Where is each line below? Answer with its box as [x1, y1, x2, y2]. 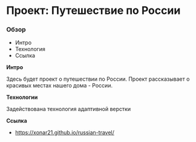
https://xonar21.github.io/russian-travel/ [15, 129, 115, 137]
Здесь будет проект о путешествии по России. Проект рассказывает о [6, 75, 190, 83]
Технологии [6, 93, 38, 101]
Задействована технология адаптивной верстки [6, 106, 131, 113]
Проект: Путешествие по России [6, 4, 181, 18]
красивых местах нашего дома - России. [6, 82, 113, 89]
